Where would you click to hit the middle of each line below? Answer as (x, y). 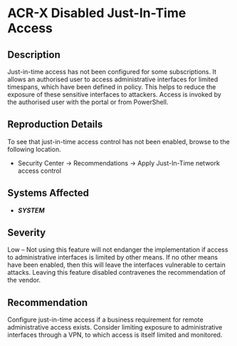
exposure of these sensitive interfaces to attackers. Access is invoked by (115, 95)
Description (34, 55)
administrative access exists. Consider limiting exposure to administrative (115, 327)
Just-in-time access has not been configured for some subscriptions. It (112, 72)
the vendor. (24, 280)
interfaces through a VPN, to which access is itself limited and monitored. (115, 335)
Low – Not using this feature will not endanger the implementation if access (118, 250)
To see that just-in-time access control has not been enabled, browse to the (118, 141)
